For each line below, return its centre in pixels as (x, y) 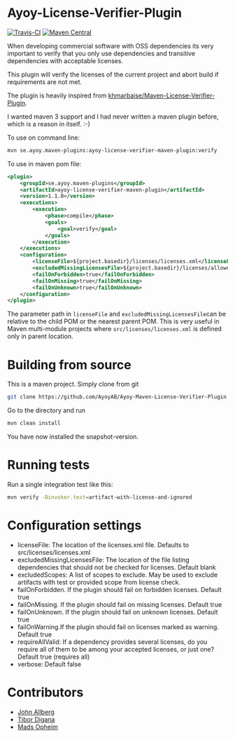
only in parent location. (40, 336)
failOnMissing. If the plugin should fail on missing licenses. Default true (120, 604)
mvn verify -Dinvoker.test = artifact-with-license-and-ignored (100, 497)
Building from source (69, 364)
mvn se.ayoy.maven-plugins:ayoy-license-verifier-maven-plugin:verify (112, 150)
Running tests (49, 465)
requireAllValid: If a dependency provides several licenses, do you (112, 642)
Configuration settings (74, 525)
